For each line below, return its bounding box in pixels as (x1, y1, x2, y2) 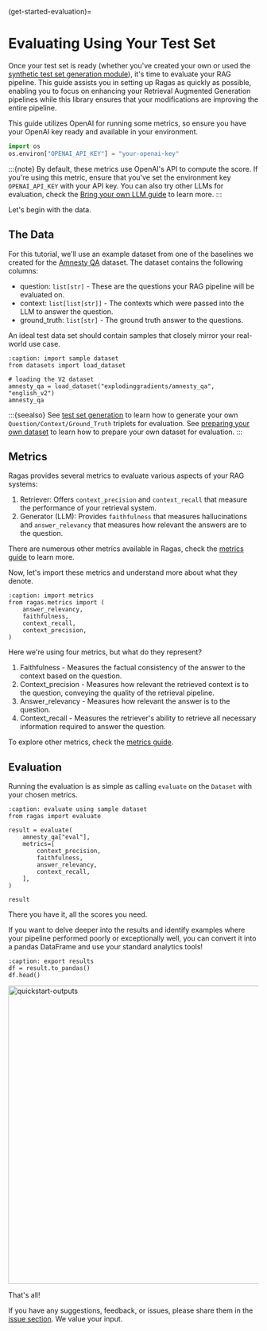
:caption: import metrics (8, 592, 94, 600)
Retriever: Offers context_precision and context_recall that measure (19, 495, 248, 504)
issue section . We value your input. (8, 1314, 123, 1324)
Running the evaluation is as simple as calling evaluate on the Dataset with (8, 782, 253, 791)
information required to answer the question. (19, 722, 166, 731)
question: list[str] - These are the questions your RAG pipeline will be (19, 281, 255, 291)
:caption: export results (8, 957, 94, 965)
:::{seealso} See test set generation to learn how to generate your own (8, 409, 238, 420)
